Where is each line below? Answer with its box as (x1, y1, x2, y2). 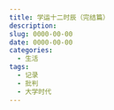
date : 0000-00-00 (9, 37, 73, 47)
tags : (9, 63, 29, 72)
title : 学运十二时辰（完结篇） (9, 12, 110, 22)
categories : (9, 46, 53, 55)
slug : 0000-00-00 (9, 29, 73, 38)
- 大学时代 (17, 87, 52, 96)
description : (9, 21, 57, 30)
